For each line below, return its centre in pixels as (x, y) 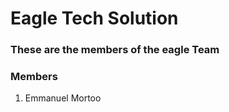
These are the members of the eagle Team (115, 50)
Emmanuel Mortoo (63, 98)
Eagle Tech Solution (94, 18)
